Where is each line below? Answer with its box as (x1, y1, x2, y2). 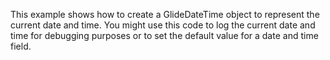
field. (10, 40, 32, 52)
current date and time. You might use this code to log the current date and (10, 19, 316, 31)
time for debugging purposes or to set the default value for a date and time (10, 30, 319, 41)
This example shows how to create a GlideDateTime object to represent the (10, 9, 320, 20)
